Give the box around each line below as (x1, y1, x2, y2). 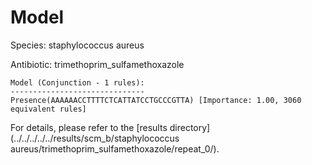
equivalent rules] (10, 104, 87, 114)
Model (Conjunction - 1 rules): (10, 77, 145, 88)
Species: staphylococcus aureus (10, 39, 145, 51)
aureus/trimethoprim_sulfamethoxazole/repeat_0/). (10, 142, 220, 155)
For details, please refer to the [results (10, 121, 168, 133)
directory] (169, 121, 211, 133)
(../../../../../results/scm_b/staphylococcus (10, 132, 180, 144)
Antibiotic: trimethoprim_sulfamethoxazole (10, 58, 185, 70)
